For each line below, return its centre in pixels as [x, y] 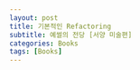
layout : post [34, 18]
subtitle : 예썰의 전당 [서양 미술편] [71, 35]
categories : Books [44, 43]
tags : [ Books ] [36, 52]
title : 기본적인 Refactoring [60, 26]
